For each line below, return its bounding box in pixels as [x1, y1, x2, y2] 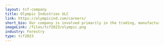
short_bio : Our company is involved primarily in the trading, [5, 20, 137, 25]
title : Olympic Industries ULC [5, 11, 69, 16]
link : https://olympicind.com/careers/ [5, 16, 86, 21]
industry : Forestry [5, 29, 45, 34]
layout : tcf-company [5, 7, 47, 12]
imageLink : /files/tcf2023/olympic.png [5, 25, 86, 30]
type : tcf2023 [5, 34, 34, 39]
